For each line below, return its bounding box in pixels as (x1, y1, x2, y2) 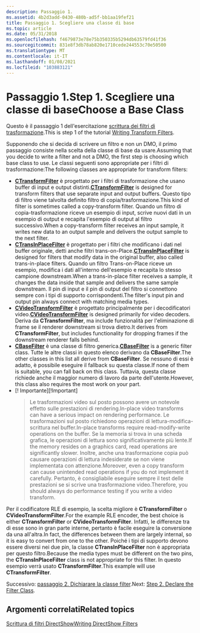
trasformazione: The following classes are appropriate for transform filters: (6, 166, 188, 173)
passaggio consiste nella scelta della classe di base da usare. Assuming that (6, 147, 192, 154)
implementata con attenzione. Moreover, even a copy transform (29, 462, 185, 469)
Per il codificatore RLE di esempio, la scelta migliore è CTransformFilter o (6, 506, 187, 513)
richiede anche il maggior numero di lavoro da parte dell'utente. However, (14, 374, 194, 381)
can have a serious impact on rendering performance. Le (29, 411, 170, 418)
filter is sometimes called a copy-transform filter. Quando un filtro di (14, 203, 182, 210)
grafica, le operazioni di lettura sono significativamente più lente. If (29, 437, 192, 444)
